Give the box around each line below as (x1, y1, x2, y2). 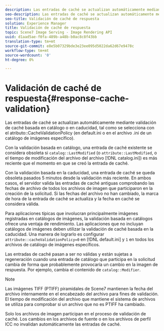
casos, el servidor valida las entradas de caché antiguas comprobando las (5, 180, 155, 186)
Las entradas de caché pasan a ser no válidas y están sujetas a (5, 251, 133, 257)
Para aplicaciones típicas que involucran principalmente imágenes (5, 211, 138, 216)
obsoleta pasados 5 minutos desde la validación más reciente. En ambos (5, 175, 151, 181)
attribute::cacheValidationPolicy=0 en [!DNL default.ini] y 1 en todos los (5, 236, 154, 242)
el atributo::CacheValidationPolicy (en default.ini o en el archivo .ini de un (5, 130, 152, 136)
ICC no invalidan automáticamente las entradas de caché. (5, 321, 121, 327)
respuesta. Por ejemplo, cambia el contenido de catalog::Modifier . (5, 267, 141, 273)
